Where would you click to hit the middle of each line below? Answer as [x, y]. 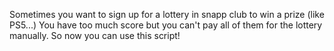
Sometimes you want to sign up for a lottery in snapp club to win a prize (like [167, 14]
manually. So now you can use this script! [95, 35]
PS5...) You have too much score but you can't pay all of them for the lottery [166, 25]
